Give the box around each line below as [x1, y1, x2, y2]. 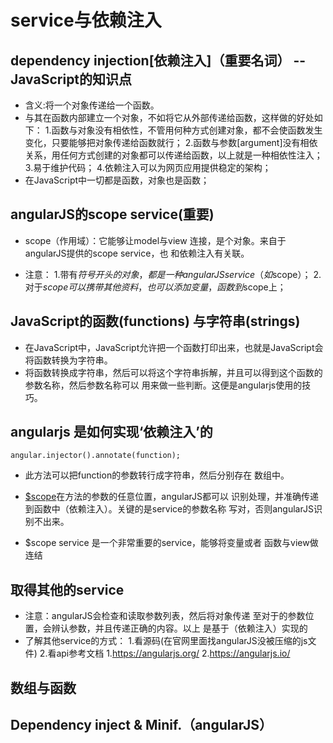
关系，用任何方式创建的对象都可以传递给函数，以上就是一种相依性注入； [24, 149, 323, 161]
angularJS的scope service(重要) [10, 206, 215, 223]
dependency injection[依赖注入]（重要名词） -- [10, 52, 307, 69]
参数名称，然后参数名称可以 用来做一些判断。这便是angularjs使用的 [24, 379, 303, 391]
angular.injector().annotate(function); [10, 451, 182, 461]
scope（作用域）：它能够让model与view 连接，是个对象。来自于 [24, 234, 287, 246]
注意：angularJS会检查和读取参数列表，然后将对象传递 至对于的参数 [24, 610, 306, 622]
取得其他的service [10, 581, 125, 598]
